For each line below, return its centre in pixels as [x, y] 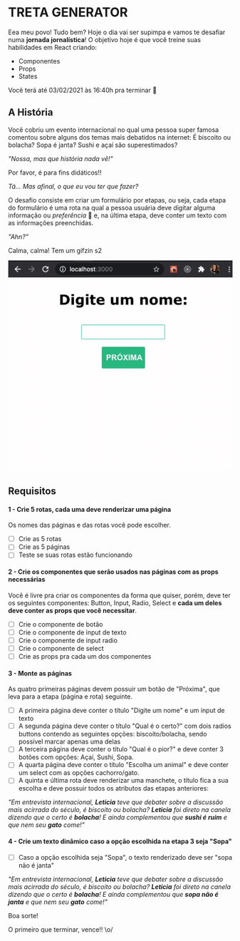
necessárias [27, 579]
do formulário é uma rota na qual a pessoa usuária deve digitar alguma [112, 207]
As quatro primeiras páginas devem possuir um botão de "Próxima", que [114, 689]
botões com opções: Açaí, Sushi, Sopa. [76, 757]
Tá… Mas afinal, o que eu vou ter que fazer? [73, 186]
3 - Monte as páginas [40, 673]
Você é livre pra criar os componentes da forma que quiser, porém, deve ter [119, 595]
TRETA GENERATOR [68, 12]
